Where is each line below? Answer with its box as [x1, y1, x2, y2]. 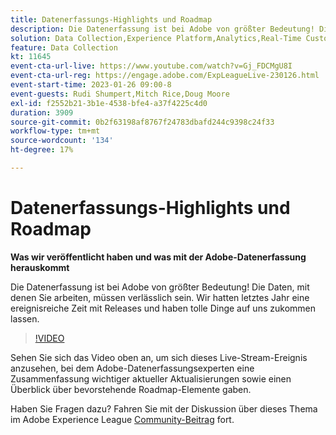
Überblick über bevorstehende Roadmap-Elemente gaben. [10, 383, 252, 395]
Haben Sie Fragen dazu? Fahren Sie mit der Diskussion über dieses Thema [10, 402, 318, 415]
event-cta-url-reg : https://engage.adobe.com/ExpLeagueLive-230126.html [10, 71, 320, 81]
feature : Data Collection [10, 42, 118, 53]
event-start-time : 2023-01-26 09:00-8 [10, 80, 172, 90]
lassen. [10, 312, 40, 325]
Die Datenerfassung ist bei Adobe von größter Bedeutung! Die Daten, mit [10, 281, 310, 293]
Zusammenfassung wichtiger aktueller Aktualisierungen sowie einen [10, 372, 292, 385]
